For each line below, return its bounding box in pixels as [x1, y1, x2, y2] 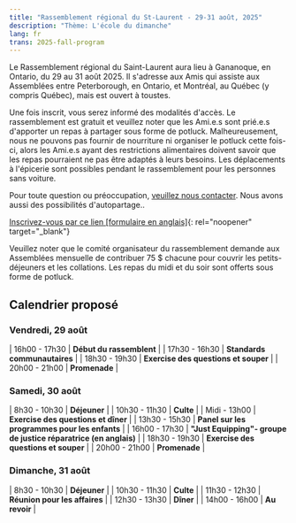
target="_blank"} [9, 227, 71, 237]
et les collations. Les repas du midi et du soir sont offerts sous [47, 262, 274, 273]
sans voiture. [9, 173, 57, 184]
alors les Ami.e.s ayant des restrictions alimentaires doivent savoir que [19, 145, 277, 156]
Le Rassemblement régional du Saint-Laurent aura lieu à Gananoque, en [9, 62, 271, 73]
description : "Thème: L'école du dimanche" [9, 21, 172, 30]
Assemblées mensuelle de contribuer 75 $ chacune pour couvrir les [9, 253, 256, 264]
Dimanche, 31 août [9, 465, 91, 477]
